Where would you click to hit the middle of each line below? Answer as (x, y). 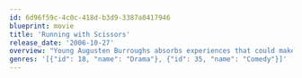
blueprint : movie (42, 26)
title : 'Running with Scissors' (70, 34)
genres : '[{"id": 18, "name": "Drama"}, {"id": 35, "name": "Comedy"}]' (148, 59)
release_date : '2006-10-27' (62, 43)
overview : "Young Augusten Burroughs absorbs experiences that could (142, 51)
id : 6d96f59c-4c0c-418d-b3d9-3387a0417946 (90, 17)
